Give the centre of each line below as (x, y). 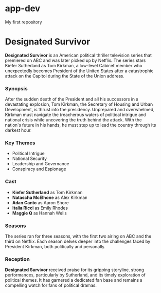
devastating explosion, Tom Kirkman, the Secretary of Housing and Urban (79, 104)
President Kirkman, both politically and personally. (55, 247)
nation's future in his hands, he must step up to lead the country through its (81, 125)
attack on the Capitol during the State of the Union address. (65, 76)
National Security (29, 158)
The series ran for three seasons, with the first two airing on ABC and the (78, 236)
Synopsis (16, 88)
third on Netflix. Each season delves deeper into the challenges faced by (78, 241)
